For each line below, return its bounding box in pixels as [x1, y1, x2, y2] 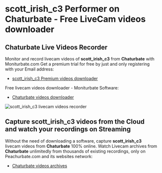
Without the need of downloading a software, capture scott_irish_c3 [5, 138, 142, 144]
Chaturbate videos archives [12, 163, 68, 169]
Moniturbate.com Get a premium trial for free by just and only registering [5, 61, 150, 67]
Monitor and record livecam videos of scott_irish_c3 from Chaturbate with [5, 56, 155, 61]
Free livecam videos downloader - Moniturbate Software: [5, 85, 119, 90]
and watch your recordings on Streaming [5, 125, 131, 133]
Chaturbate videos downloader [12, 94, 74, 100]
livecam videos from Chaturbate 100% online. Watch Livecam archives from [5, 143, 157, 149]
